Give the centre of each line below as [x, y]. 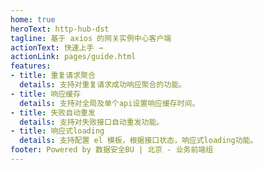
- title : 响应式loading [57, 131]
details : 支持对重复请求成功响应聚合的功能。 [103, 85]
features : [31, 66]
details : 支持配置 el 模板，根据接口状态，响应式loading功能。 [138, 141]
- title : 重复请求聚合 [53, 76]
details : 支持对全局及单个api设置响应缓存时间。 [109, 103]
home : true [33, 19]
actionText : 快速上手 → [56, 47]
